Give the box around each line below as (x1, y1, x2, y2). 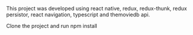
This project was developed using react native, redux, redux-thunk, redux (6, 5, 187, 12)
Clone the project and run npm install (6, 23, 97, 29)
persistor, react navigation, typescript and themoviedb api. (6, 11, 151, 18)
